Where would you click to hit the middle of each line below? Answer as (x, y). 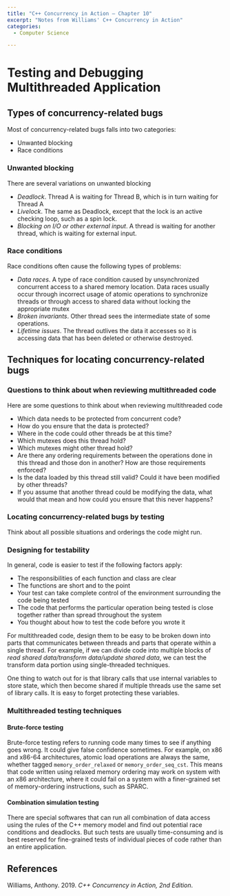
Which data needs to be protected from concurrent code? (99, 419)
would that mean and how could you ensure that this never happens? (115, 499)
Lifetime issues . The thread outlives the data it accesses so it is (107, 330)
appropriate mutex (43, 308)
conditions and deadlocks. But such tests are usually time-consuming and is (115, 833)
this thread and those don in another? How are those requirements (111, 462)
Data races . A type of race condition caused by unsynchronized (108, 279)
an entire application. (37, 847)
